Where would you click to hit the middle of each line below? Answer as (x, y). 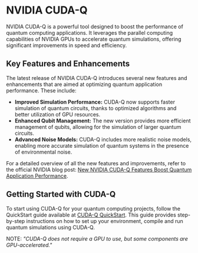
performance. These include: (41, 90)
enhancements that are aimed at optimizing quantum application (84, 84)
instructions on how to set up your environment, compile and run (105, 221)
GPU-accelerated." (29, 245)
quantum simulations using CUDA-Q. (51, 227)
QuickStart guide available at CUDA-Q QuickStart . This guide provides (91, 215)
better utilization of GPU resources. (57, 114)
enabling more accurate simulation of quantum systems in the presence (102, 145)
